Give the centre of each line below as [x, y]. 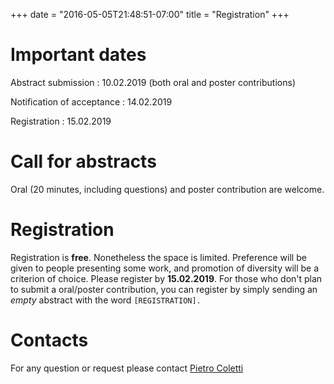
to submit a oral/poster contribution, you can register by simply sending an [164, 289]
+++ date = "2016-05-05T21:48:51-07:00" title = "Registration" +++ [150, 14]
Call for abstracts [83, 161]
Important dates [78, 55]
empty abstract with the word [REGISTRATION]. [106, 300]
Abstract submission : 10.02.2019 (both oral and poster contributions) [153, 82]
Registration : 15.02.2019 [61, 121]
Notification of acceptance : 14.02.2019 [91, 101]
